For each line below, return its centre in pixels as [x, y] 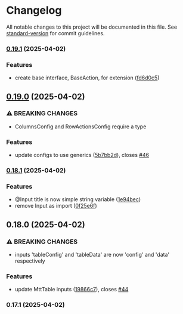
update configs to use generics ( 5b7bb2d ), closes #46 [82, 155]
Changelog [34, 10]
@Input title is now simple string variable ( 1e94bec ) [78, 199]
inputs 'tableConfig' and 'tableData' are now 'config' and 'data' [92, 255]
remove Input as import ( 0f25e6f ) [56, 206]
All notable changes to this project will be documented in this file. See [92, 27]
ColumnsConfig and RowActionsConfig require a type [80, 127]
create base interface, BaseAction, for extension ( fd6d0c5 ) [87, 78]
